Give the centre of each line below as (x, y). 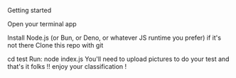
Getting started (29, 10)
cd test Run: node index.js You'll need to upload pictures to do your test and (118, 59)
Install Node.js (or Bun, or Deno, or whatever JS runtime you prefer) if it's (114, 38)
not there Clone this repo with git (55, 45)
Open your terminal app (42, 24)
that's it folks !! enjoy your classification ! (67, 66)
